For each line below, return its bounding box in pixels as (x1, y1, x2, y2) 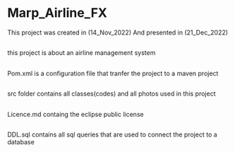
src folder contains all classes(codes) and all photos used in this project (7, 89, 216, 98)
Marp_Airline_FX (7, 5, 107, 21)
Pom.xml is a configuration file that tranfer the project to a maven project (7, 69, 219, 77)
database (7, 137, 35, 146)
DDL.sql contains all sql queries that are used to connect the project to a (7, 130, 217, 139)
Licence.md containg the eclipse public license (7, 110, 144, 118)
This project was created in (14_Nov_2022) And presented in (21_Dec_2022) (7, 28, 228, 37)
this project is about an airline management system (7, 49, 156, 57)
